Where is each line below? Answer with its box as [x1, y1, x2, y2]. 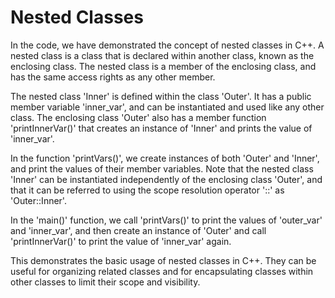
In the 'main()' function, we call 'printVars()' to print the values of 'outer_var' [10, 214, 323, 226]
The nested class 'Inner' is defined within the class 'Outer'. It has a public [10, 90, 312, 102]
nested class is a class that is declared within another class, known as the [10, 49, 315, 61]
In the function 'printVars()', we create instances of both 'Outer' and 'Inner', [10, 152, 320, 164]
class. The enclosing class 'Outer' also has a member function [10, 111, 267, 123]
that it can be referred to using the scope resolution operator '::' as [10, 184, 285, 196]
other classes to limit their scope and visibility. [10, 276, 201, 288]
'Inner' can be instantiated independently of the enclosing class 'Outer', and [10, 173, 323, 185]
